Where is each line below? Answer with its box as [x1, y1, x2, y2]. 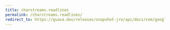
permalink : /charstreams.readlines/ [5, 12, 82, 17]
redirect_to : [5, 17, 33, 22]
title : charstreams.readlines [5, 7, 69, 13]
